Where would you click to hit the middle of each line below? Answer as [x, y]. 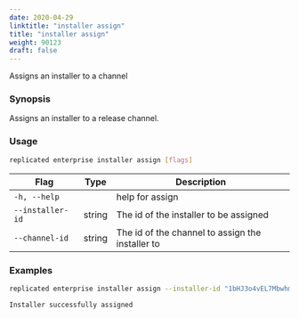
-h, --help [36, 196]
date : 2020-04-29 [41, 17]
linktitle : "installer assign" [67, 26]
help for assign [147, 197]
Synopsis [30, 99]
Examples [31, 270]
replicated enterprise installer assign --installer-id [115, 289]
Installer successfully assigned [71, 305]
